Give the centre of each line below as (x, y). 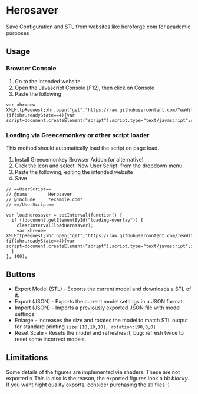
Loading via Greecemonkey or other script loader (78, 135)
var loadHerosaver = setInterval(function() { (64, 215)
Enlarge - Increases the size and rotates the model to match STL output (101, 320)
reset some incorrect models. (50, 339)
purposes (18, 33)
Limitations (27, 358)
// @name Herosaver (39, 194)
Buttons (21, 275)
